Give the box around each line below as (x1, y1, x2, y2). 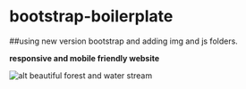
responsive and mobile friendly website (9, 53, 160, 63)
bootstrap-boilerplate (9, 6, 174, 27)
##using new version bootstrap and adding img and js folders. (9, 36, 239, 46)
